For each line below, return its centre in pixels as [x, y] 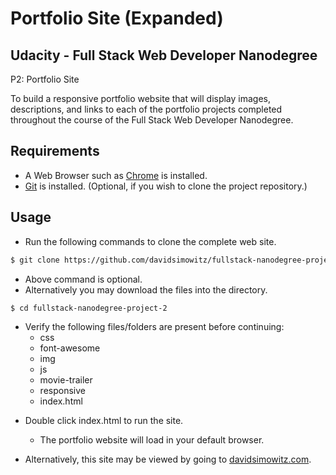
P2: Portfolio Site [45, 79]
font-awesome [70, 348]
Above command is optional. [83, 279]
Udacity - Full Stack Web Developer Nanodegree [164, 55]
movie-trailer [66, 380]
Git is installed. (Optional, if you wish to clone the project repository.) [166, 186]
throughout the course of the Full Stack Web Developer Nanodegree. [152, 120]
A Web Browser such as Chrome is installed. [116, 175]
